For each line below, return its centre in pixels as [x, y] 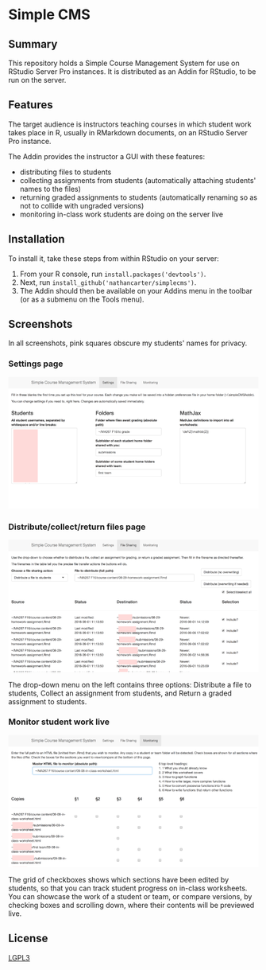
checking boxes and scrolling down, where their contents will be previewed [131, 906]
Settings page [36, 364]
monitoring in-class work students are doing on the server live [121, 214]
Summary [33, 44]
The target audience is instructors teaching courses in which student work [130, 124]
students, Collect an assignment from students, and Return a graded [120, 693]
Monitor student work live [59, 722]
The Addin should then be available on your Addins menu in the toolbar [136, 290]
